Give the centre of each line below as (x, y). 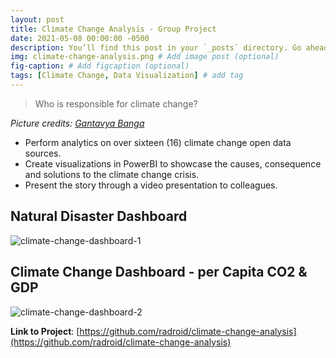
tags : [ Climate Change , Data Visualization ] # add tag (127, 76)
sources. (43, 153)
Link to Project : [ (45, 331)
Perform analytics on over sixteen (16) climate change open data (158, 142)
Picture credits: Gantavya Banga (77, 123)
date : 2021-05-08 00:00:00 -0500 (80, 38)
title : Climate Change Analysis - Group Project (113, 29)
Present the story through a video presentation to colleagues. (151, 185)
